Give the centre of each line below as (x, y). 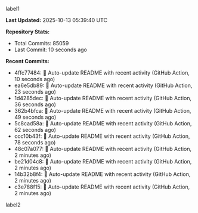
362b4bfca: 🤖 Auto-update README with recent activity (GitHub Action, (103, 111)
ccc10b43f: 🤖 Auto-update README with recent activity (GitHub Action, (102, 136)
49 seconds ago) (35, 117)
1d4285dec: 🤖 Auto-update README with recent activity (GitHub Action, (103, 98)
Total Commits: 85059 (41, 43)
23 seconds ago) (35, 92)
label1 (13, 9)
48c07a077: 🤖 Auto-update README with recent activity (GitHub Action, (103, 149)
